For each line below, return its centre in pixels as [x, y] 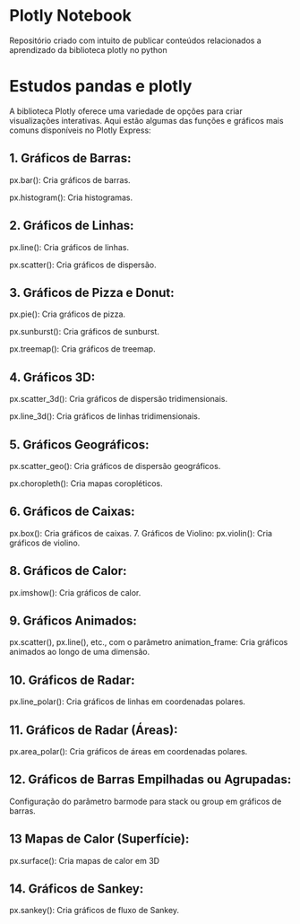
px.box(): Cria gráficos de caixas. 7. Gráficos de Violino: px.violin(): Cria [141, 533]
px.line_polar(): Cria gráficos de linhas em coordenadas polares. [128, 702]
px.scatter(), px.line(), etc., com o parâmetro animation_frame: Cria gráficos [149, 642]
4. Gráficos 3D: [52, 377]
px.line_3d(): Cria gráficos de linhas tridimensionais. [105, 416]
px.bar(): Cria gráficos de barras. [70, 179]
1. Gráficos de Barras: [70, 158]
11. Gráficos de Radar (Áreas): [94, 730]
